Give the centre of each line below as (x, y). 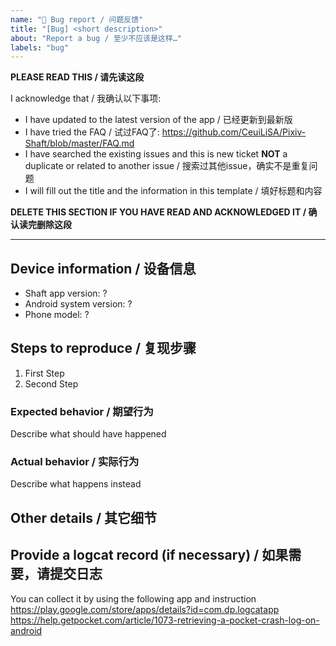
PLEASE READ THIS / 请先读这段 (77, 77)
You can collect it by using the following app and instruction (133, 598)
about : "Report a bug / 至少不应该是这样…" (96, 38)
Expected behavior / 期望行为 (82, 411)
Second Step (51, 383)
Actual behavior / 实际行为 (75, 462)
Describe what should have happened (88, 434)
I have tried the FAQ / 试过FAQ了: (92, 132)
